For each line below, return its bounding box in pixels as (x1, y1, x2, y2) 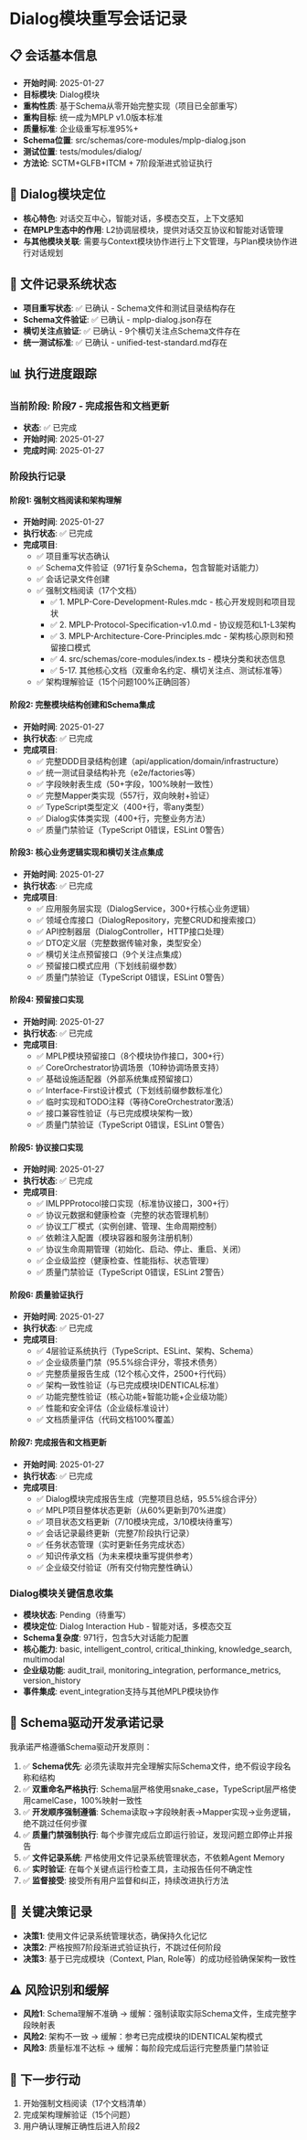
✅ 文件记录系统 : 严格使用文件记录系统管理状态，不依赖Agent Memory (22, 1852, 285, 1863)
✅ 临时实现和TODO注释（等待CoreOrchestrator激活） (36, 1096, 239, 1107)
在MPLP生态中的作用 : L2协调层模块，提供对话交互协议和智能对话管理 (22, 224, 284, 235)
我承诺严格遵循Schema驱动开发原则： (9, 1741, 153, 1751)
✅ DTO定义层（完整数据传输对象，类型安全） (36, 937, 207, 948)
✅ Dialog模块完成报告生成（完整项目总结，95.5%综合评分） (36, 1493, 262, 1504)
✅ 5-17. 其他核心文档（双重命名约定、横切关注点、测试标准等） (49, 665, 288, 676)
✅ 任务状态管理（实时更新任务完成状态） (36, 1538, 190, 1549)
